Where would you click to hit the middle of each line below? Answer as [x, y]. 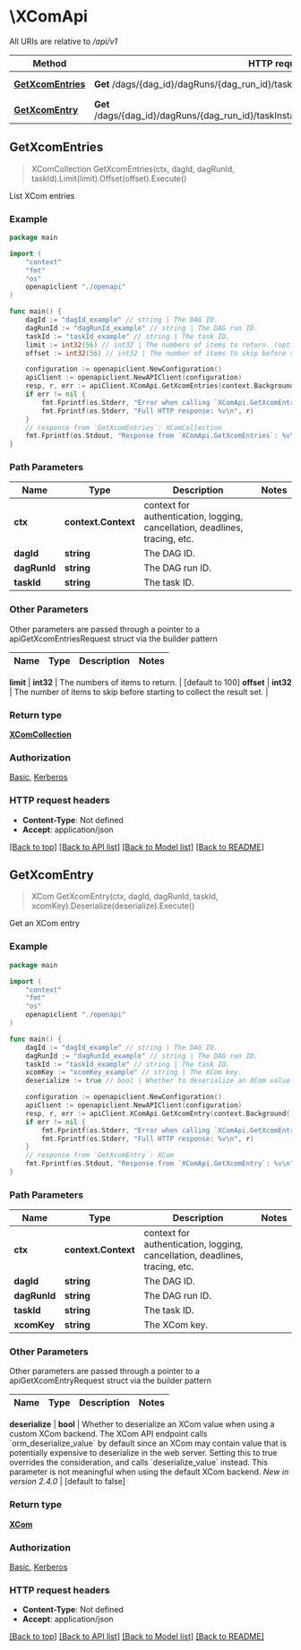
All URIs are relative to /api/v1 [64, 41]
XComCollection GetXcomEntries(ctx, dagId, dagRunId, [133, 168]
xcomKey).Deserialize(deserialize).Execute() [113, 906]
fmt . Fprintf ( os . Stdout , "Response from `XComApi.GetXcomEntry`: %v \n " [160, 1164]
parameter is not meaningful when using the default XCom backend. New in [149, 1472]
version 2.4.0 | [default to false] [67, 1482]
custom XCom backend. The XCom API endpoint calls [108, 1434]
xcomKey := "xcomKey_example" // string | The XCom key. [134, 1072]
